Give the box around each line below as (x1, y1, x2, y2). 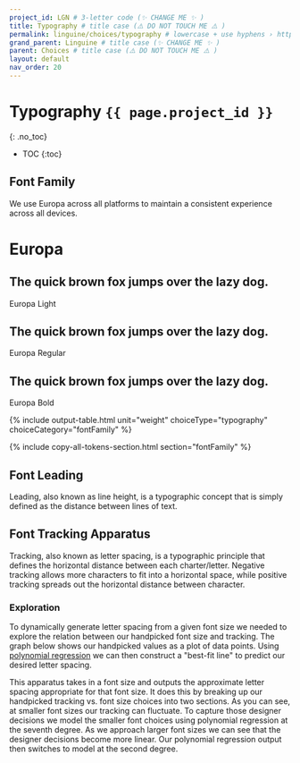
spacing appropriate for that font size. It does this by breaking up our (9, 686, 263, 698)
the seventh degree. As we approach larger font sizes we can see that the (9, 725, 281, 735)
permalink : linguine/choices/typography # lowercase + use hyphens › (9, 30, 274, 38)
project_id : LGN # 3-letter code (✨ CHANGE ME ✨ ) (9, 13, 204, 22)
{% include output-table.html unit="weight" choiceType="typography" (9, 415, 268, 426)
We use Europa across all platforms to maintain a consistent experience (9, 198, 272, 208)
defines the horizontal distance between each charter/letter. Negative (9, 560, 265, 571)
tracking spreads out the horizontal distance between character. (9, 579, 246, 589)
